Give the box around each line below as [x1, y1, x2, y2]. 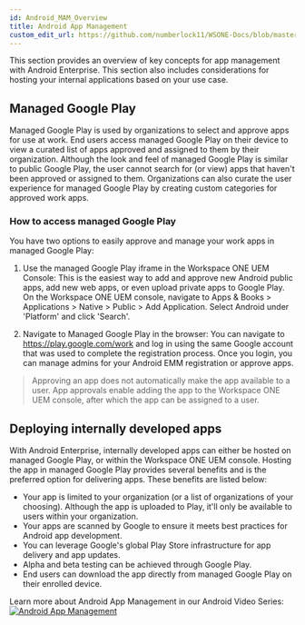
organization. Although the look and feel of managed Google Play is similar [9, 154, 289, 164]
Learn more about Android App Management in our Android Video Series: [9, 596, 284, 607]
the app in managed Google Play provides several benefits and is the [9, 464, 267, 475]
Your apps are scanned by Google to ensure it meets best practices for [22, 521, 288, 531]
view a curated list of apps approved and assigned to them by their [9, 144, 260, 155]
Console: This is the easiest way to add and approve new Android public [22, 273, 293, 283]
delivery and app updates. [22, 550, 121, 561]
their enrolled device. [22, 579, 103, 590]
